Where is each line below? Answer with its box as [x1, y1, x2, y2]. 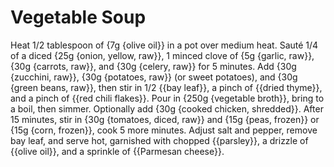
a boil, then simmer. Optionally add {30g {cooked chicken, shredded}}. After [10, 102, 324, 115]
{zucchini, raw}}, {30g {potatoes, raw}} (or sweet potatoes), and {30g [10, 71, 298, 83]
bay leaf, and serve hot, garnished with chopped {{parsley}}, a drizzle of [10, 134, 309, 146]
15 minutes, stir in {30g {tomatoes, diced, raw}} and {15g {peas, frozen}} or [10, 113, 320, 125]
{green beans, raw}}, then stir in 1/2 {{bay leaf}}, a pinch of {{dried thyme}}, [10, 81, 323, 93]
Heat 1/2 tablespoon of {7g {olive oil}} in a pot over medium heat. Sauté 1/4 [10, 39, 319, 51]
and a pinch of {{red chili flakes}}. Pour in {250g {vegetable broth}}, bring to [10, 92, 325, 104]
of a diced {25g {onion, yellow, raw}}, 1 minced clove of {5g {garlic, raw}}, [10, 49, 315, 61]
